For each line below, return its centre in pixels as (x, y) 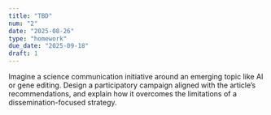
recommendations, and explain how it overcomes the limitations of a (123, 94)
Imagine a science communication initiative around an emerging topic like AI (136, 77)
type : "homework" (38, 38)
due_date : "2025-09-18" (49, 46)
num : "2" (23, 23)
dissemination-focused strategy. (63, 102)
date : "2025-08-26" (42, 31)
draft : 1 (23, 53)
